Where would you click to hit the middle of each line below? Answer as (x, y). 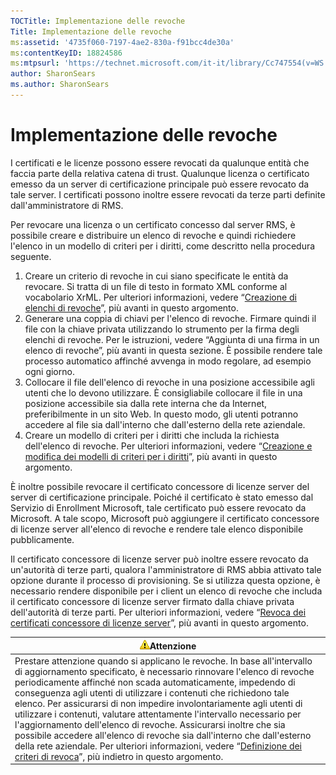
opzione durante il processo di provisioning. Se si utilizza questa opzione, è (165, 580)
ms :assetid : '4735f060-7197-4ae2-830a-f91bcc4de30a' (122, 42)
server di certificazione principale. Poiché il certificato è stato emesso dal (162, 497)
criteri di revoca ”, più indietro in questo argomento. (119, 756)
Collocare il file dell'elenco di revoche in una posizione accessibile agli (169, 382)
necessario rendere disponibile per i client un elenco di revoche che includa (166, 591)
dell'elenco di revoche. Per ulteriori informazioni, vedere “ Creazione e (168, 446)
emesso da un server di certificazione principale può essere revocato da (160, 184)
